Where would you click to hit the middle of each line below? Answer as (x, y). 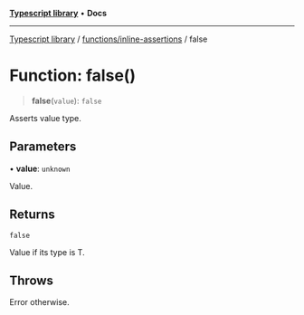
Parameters (43, 147)
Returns (33, 215)
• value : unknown (40, 168)
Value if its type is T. (47, 252)
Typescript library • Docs (58, 13)
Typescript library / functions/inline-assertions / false (109, 39)
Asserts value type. (45, 118)
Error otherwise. (39, 302)
